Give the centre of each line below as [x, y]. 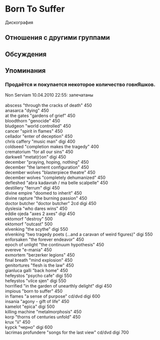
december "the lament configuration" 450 [47, 167]
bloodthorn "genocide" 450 [33, 121]
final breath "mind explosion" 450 [39, 260]
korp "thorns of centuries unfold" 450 [43, 317]
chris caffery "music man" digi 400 [40, 141]
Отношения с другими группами [58, 38]
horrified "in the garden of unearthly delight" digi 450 [59, 286]
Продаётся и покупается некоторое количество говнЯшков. [80, 85]
